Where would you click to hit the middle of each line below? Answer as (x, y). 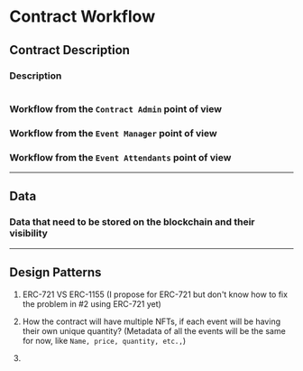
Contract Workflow (83, 17)
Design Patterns (55, 273)
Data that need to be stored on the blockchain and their (132, 222)
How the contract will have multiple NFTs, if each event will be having (151, 321)
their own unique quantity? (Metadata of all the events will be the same (154, 330)
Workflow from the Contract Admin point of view (116, 108)
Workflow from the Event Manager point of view (114, 133)
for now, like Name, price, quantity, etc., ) (104, 340)
